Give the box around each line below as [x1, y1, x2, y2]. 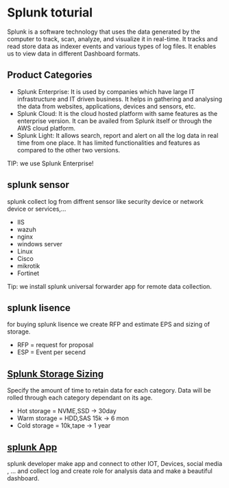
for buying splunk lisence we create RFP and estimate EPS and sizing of [7, 321, 210, 329]
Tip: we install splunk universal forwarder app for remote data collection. [7, 282, 213, 290]
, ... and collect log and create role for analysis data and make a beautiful [7, 467, 213, 475]
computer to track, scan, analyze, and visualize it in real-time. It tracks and [7, 34, 218, 43]
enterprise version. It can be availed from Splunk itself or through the [16, 117, 213, 125]
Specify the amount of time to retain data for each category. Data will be [7, 386, 211, 395]
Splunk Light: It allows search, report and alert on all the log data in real [16, 131, 219, 139]
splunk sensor [7, 179, 70, 191]
